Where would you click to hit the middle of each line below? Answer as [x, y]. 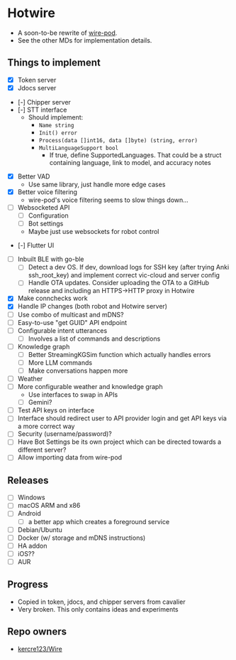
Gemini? [40, 403]
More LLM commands [60, 362]
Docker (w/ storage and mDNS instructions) [82, 538]
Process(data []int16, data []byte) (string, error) [118, 140]
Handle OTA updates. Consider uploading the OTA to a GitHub [119, 283]
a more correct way [46, 426]
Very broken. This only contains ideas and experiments [98, 609]
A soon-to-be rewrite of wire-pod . [67, 33]
